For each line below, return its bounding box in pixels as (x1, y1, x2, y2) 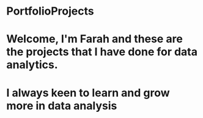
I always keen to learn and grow (6, 86, 170, 100)
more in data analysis (6, 99, 117, 113)
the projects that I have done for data (6, 45, 197, 59)
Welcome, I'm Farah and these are (6, 32, 183, 46)
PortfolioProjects (6, 4, 94, 18)
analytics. (6, 58, 58, 72)
